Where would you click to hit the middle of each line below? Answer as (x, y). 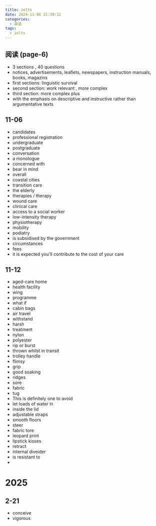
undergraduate (28, 142)
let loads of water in (33, 404)
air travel (21, 313)
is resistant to (26, 457)
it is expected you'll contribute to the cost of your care (68, 254)
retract (19, 446)
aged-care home (30, 282)
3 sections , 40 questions (38, 67)
